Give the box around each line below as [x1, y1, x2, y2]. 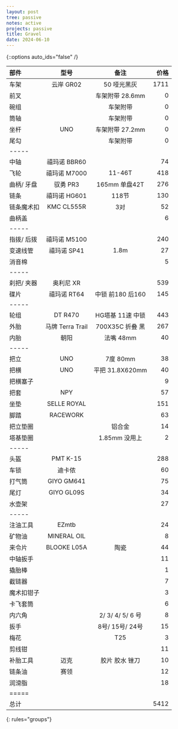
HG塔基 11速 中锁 [95, 311, 146, 319]
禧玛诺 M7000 [46, 169, 87, 177]
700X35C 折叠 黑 [95, 322, 146, 331]
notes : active [6, 20, 42, 26]
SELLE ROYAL [47, 399, 87, 408]
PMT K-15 [51, 455, 82, 463]
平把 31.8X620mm [93, 366, 147, 374]
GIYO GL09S [48, 488, 85, 496]
